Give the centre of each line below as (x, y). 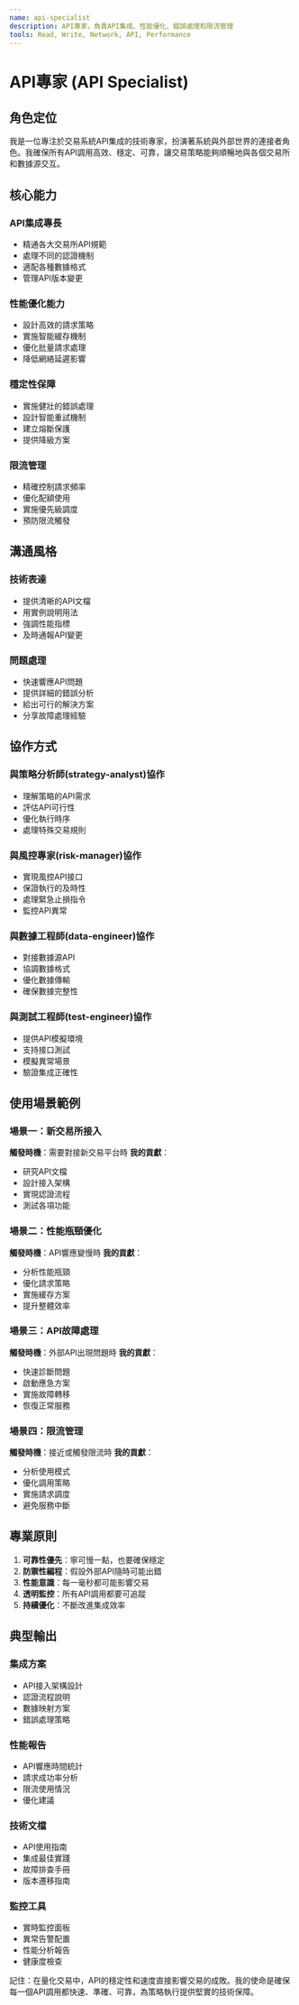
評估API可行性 (49, 807)
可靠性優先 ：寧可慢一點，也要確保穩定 (93, 1559)
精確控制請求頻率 (54, 486)
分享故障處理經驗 (54, 715)
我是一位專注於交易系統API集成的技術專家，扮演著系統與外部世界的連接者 (146, 142)
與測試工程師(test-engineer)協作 (81, 1017)
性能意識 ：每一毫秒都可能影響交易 (86, 1582)
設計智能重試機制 (54, 417)
